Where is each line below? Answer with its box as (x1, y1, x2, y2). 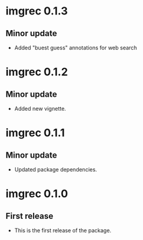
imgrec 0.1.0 (5, 187, 68, 201)
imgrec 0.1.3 (5, 4, 68, 18)
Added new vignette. (14, 105, 67, 112)
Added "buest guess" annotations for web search (14, 44, 138, 51)
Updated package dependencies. (14, 166, 97, 173)
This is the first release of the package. (14, 227, 112, 234)
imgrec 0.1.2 (5, 65, 68, 79)
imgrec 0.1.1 (5, 126, 65, 140)
